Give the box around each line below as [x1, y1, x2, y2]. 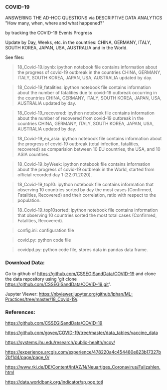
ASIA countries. [17, 151, 50, 158]
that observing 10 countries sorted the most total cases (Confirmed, [17, 212, 157, 218]
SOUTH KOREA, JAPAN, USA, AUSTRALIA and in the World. [5, 45, 128, 51]
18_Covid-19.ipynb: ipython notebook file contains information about [17, 64, 158, 70]
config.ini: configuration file [17, 227, 74, 233]
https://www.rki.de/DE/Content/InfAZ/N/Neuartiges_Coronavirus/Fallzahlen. [5, 364, 161, 370]
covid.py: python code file [17, 237, 71, 243]
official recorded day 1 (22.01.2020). [17, 172, 92, 178]
